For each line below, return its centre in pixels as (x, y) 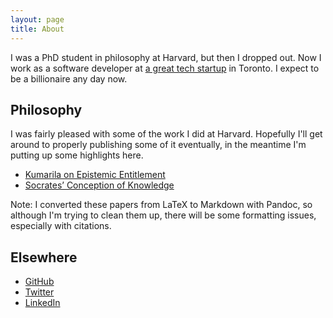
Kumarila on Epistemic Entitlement (95, 175)
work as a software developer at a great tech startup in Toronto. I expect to (165, 68)
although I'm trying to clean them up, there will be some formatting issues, (163, 215)
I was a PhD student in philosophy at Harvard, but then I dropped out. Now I (166, 57)
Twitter (39, 292)
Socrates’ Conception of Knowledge (99, 185)
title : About (37, 29)
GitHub (39, 282)
